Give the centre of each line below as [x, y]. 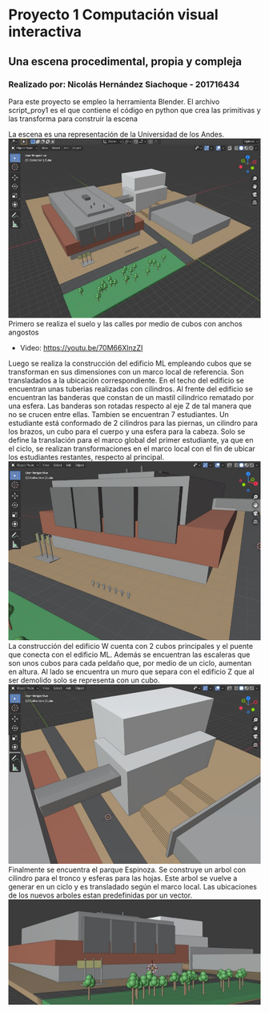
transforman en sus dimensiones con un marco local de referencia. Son [126, 371]
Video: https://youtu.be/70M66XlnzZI [81, 347]
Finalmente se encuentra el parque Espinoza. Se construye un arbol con [127, 870]
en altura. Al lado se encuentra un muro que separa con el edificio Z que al [131, 671]
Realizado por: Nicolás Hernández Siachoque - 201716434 [124, 84]
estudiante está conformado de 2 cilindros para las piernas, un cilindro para [133, 423]
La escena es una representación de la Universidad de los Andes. [116, 134]
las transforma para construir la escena [73, 119]
